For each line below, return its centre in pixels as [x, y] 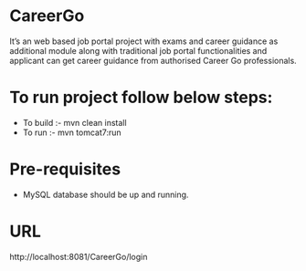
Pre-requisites [65, 169]
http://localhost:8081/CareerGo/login [79, 256]
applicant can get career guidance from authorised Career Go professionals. [153, 60]
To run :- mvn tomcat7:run [72, 132]
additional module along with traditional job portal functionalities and [138, 50]
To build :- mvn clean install [74, 122]
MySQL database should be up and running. [106, 194]
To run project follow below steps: [141, 98]
